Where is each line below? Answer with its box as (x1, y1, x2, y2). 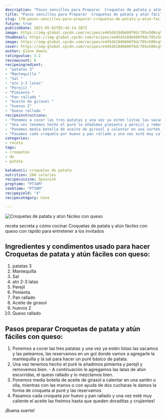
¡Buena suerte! (5, 408, 35, 414)
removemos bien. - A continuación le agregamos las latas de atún (12, 367, 146, 373)
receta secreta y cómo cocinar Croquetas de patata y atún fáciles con (5, 223, 148, 229)
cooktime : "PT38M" (5, 186, 43, 191)
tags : (5, 145, 16, 150)
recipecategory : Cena (5, 195, 50, 200)
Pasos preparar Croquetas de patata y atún (5, 325, 141, 333)
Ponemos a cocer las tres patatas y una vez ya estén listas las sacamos (12, 345, 158, 351)
